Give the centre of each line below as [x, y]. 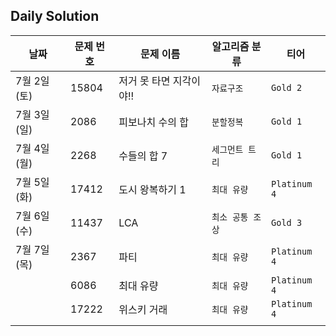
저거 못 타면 [144, 81]
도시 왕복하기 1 [152, 189]
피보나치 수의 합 [153, 122]
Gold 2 [287, 87]
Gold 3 [287, 222]
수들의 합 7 [143, 156]
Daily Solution [55, 16]
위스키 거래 [143, 309]
